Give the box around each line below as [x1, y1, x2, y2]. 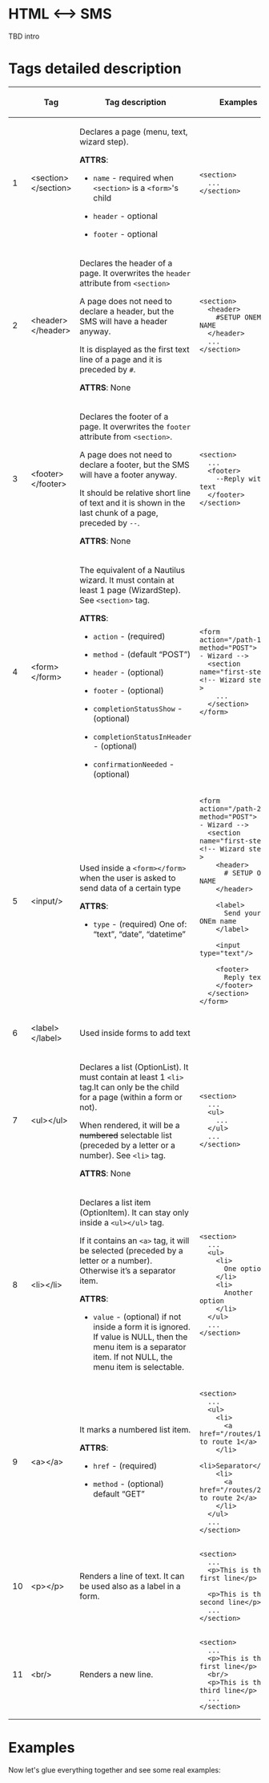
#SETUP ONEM [215, 312, 262, 322]
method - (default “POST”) [93, 648, 191, 660]
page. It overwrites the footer [79, 420, 191, 432]
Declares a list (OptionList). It [79, 1061, 189, 1072]
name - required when [93, 172, 174, 183]
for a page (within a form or [79, 1091, 183, 1103]
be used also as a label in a [79, 1580, 182, 1591]
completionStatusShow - [93, 703, 183, 714]
